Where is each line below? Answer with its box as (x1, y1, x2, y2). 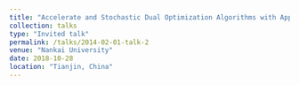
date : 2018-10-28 (9, 54, 74, 63)
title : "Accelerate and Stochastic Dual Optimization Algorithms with (9, 12, 277, 22)
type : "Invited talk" (9, 29, 90, 38)
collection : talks (9, 21, 77, 30)
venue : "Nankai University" (9, 46, 114, 55)
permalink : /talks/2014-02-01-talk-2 (9, 37, 149, 47)
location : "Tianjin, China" (9, 63, 114, 72)
